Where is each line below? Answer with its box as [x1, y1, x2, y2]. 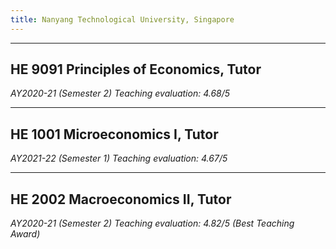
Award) [10, 228, 41, 240]
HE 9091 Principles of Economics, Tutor [10, 61, 262, 78]
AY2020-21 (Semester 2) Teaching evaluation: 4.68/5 [10, 87, 231, 100]
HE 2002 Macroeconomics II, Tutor [10, 191, 232, 208]
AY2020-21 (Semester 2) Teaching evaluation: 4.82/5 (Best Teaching [10, 217, 295, 230]
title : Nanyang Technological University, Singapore [10, 14, 235, 25]
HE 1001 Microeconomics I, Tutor [10, 126, 219, 143]
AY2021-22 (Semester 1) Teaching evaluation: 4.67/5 [10, 152, 228, 165]
